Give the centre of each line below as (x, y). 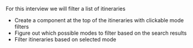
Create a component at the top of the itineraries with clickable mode (99, 20)
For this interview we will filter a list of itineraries (66, 9)
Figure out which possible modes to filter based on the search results (100, 33)
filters (22, 27)
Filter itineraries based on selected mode (65, 39)
